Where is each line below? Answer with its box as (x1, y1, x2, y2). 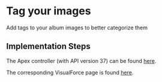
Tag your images (6, 4, 91, 18)
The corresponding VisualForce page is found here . (6, 69, 134, 76)
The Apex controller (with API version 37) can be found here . (6, 57, 157, 64)
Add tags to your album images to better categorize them (6, 24, 148, 31)
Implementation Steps (6, 41, 91, 51)
